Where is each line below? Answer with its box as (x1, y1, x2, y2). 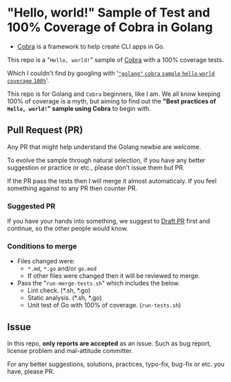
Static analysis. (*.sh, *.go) (27, 294, 102, 302)
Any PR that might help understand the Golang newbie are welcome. (7, 143, 201, 151)
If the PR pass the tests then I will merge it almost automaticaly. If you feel (7, 177, 217, 185)
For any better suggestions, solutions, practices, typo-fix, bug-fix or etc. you (7, 360, 225, 368)
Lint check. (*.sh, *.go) (27, 286, 91, 294)
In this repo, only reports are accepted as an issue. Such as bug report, (7, 339, 212, 348)
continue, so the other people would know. (7, 224, 129, 232)
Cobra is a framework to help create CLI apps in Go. (17, 42, 165, 50)
